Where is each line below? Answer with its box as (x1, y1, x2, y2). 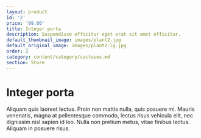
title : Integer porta (6, 25, 62, 32)
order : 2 (6, 48, 29, 54)
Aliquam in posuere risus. (6, 125, 70, 132)
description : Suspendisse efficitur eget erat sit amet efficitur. (6, 31, 182, 38)
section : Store (6, 59, 45, 65)
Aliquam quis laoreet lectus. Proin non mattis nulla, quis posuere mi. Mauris (6, 105, 195, 113)
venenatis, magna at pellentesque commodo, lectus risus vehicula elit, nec (6, 112, 194, 119)
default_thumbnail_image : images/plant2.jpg (6, 37, 121, 43)
